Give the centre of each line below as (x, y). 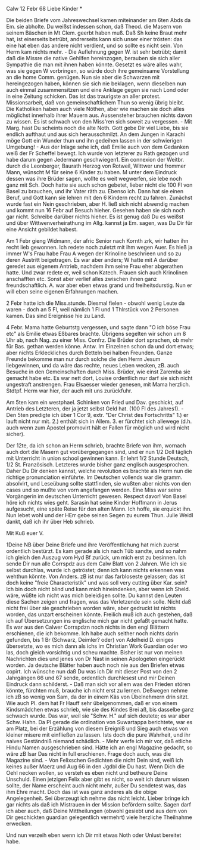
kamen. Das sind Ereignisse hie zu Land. (56, 316)
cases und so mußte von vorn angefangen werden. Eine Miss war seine (94, 490)
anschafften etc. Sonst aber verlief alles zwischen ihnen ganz (82, 279)
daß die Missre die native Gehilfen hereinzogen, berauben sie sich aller (93, 58)
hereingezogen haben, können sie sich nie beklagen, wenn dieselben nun (96, 84)
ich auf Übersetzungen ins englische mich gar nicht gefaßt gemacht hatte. (97, 621)
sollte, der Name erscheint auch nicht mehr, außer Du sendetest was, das (96, 786)
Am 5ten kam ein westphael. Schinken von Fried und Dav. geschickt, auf (95, 402)
